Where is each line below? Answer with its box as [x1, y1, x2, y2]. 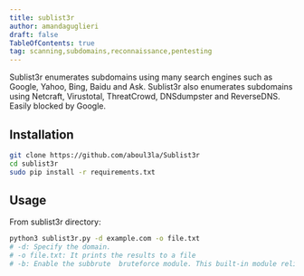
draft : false [9, 30, 59, 39]
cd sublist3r [9, 159, 59, 168]
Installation [9, 127, 74, 142]
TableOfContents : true [9, 38, 95, 48]
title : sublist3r [9, 13, 75, 23]
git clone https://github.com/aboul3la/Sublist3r [9, 150, 201, 159]
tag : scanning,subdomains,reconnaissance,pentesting [9, 47, 213, 56]
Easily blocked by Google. [9, 100, 107, 111]
